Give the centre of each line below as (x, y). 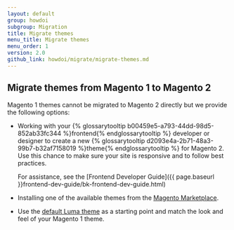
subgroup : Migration (38, 27)
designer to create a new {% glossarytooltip (81, 140)
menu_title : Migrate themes (48, 40)
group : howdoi (28, 20)
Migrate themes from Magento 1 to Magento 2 (109, 88)
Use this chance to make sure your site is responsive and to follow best (121, 156)
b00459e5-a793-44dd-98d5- (171, 126)
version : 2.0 (26, 53)
